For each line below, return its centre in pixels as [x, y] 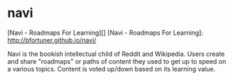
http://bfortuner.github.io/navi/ [52, 40]
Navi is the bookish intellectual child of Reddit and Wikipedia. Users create [116, 54]
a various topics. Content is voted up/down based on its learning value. [112, 69]
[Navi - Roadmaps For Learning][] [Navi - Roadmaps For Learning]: [105, 33]
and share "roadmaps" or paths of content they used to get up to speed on [117, 61]
